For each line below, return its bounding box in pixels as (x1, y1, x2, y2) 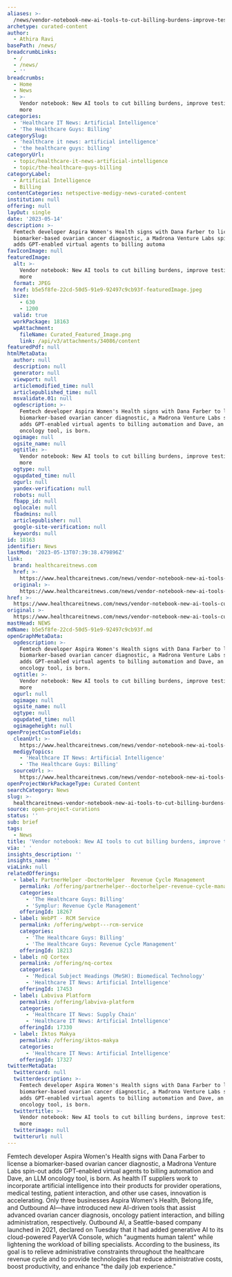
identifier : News (7, 543, 57, 549)
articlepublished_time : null (13, 389, 97, 396)
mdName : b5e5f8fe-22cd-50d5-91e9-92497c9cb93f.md (7, 626, 153, 633)
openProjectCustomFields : (7, 729, 81, 736)
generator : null (13, 369, 60, 376)
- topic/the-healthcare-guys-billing (13, 164, 122, 171)
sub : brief (7, 819, 39, 826)
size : (13, 293, 30, 300)
